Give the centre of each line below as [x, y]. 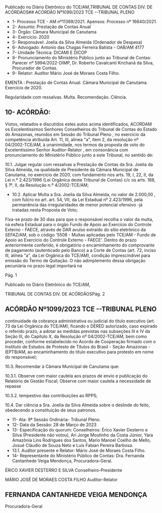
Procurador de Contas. [35, 68]
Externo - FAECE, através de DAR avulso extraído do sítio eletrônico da [75, 230]
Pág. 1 [11, 275]
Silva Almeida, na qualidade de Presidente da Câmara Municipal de [72, 169]
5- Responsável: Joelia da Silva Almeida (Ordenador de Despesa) [77, 42]
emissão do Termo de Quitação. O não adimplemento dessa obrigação [75, 260]
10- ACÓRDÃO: [28, 112]
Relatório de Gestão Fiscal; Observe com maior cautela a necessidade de [78, 381]
